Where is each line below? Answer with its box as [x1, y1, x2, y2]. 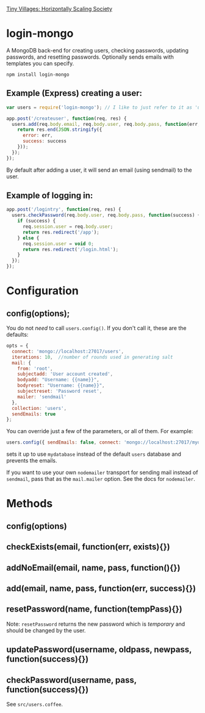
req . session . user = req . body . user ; [22, 224, 113, 230]
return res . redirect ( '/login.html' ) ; [22, 246, 119, 252]
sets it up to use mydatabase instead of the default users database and [6, 450, 182, 458]
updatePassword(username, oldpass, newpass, [6, 645, 192, 655]
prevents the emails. [6, 457, 57, 464]
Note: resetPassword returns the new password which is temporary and [6, 620, 185, 627]
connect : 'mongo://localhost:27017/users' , [12, 348, 124, 354]
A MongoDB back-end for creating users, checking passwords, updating [6, 46, 189, 54]
